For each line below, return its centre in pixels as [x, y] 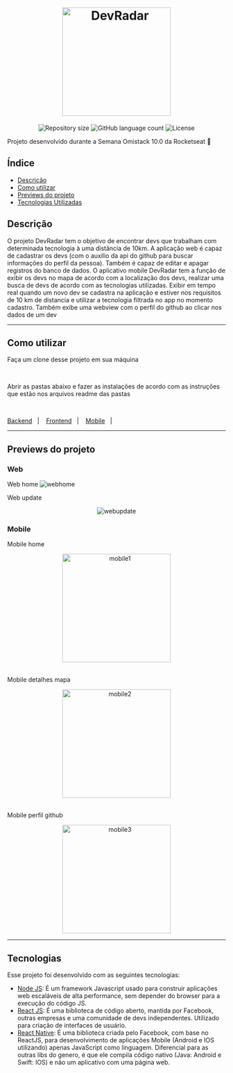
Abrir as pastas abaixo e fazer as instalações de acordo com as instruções [114, 386]
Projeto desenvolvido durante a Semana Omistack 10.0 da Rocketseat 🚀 [109, 141]
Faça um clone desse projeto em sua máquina [73, 360]
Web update [25, 498]
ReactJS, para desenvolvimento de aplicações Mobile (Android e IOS [116, 1040]
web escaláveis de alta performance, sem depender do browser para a [119, 996]
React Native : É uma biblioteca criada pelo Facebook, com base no [113, 1033]
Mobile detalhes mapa [39, 680]
